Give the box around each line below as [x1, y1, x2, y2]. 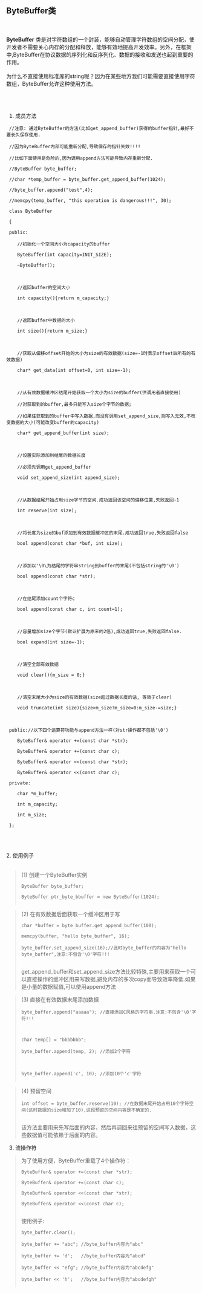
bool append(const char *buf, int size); [17, 540, 123, 546]
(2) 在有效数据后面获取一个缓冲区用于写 [21, 910, 120, 917]
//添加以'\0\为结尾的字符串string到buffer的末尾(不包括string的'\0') [17, 562, 180, 568]
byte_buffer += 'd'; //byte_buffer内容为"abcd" [21, 1252, 146, 1259]
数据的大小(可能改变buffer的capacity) [10, 419, 100, 425]
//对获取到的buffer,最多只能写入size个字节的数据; [17, 401, 132, 407]
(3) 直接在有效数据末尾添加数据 [21, 995, 99, 1003]
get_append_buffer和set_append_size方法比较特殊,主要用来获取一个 [21, 968, 191, 975]
